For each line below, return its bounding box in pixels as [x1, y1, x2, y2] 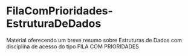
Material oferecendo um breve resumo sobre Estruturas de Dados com [6, 36, 183, 43]
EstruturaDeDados [6, 17, 102, 30]
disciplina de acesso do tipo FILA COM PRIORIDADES [6, 43, 139, 50]
